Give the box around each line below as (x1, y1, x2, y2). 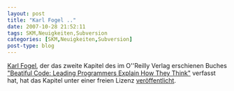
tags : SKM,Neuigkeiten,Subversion (7, 29, 108, 37)
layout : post (7, 10, 45, 17)
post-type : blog (7, 42, 54, 49)
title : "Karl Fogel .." (7, 17, 77, 24)
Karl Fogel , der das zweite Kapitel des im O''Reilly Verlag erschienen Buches (7, 62, 227, 69)
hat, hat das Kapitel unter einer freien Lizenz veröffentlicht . (7, 76, 177, 84)
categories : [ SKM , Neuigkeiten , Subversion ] (7, 36, 133, 43)
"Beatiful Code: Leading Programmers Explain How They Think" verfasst (7, 69, 217, 77)
